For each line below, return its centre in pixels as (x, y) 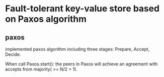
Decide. (13, 54)
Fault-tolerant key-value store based (82, 9)
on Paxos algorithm (46, 19)
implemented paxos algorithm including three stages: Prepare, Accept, (78, 49)
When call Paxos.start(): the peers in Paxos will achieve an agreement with (82, 64)
